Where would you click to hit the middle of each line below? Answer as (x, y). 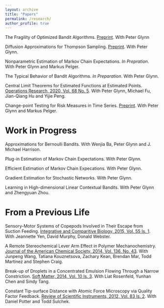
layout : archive (22, 10)
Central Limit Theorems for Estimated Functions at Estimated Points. (74, 86)
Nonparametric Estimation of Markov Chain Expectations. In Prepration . (77, 61)
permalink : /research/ (28, 19)
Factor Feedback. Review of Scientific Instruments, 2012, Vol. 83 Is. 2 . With (81, 296)
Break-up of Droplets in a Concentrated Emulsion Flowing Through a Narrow (82, 271)
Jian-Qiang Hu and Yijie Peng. (35, 96)
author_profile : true (27, 23)
